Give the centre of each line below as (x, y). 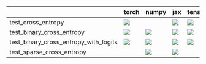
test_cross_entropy (37, 22)
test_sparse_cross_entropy (48, 52)
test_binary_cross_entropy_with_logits (64, 42)
